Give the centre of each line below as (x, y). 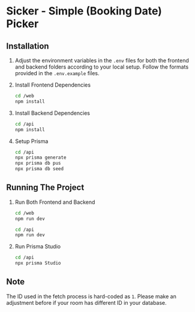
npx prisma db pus (38, 164)
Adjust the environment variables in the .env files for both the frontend (102, 60)
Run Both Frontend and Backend (55, 202)
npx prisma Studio (38, 263)
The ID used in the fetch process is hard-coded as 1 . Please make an (91, 296)
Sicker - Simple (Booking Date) (84, 11)
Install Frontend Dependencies (53, 85)
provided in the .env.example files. (57, 73)
